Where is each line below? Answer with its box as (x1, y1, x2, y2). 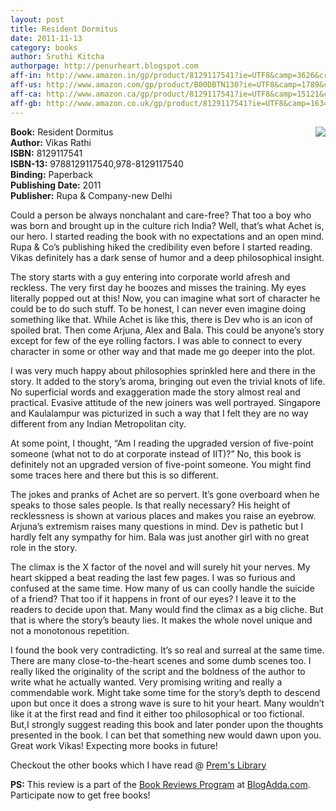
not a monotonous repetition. (10, 624, 130, 636)
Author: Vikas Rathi (10, 136, 92, 148)
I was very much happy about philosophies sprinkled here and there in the (10, 364, 316, 376)
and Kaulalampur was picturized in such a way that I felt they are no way (10, 407, 309, 419)
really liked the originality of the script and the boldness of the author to (10, 665, 306, 677)
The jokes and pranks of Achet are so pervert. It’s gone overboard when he (10, 488, 320, 500)
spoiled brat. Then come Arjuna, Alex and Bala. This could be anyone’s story (10, 324, 325, 336)
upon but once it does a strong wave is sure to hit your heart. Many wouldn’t (10, 697, 325, 709)
